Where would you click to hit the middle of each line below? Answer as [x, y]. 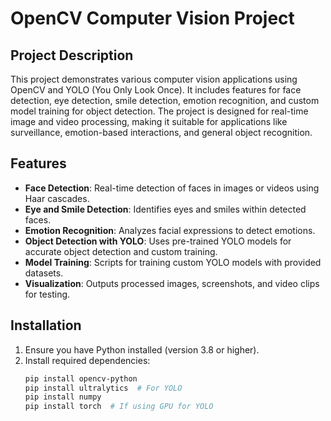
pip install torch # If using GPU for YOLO [119, 407]
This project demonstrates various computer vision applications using [154, 79]
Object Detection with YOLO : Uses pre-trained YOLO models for [158, 241]
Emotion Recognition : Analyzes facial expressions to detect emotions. [170, 230]
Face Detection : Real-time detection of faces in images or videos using [172, 188]
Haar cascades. [57, 198]
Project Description [72, 55]
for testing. [47, 294]
